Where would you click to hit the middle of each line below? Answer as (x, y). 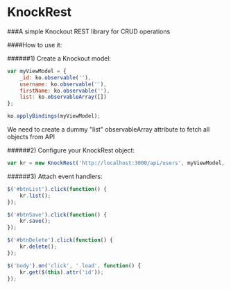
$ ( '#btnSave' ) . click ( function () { (57, 214)
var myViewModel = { (37, 71)
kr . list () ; (35, 196)
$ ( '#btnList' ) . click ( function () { (57, 189)
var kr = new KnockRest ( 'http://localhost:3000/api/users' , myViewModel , (116, 163)
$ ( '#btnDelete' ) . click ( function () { (60, 240)
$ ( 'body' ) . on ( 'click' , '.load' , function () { (74, 265)
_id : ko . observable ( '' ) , (55, 77)
